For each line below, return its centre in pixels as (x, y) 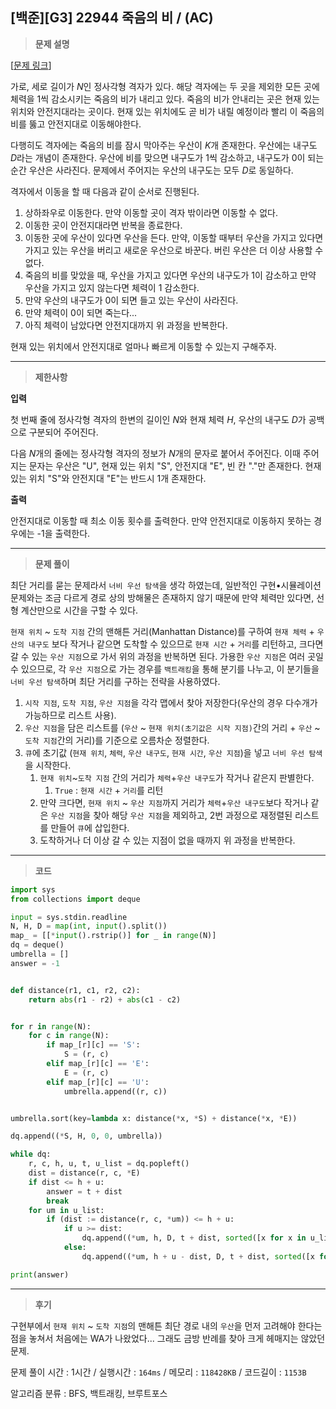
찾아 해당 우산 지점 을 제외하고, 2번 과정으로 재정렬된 (193, 815)
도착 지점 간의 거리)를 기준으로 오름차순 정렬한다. (117, 740)
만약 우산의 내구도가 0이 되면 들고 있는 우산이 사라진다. (131, 300)
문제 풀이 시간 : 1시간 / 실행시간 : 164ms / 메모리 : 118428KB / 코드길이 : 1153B (158, 1372)
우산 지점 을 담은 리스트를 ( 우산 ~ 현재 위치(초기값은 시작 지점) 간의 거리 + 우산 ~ (172, 727)
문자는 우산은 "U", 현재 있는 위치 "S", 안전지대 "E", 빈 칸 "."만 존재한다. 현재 (175, 465)
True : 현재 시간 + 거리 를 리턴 (109, 790)
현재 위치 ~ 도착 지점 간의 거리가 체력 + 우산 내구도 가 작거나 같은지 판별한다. (177, 777)
